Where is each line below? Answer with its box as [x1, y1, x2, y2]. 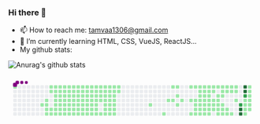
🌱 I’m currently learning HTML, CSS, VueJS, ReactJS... [19, 37, 197, 46]
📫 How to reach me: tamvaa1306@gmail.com [19, 25, 169, 35]
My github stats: [19, 45, 72, 54]
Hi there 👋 [8, 7, 47, 18]
